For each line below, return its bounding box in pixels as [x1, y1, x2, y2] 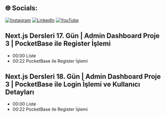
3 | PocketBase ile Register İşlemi [5, 39, 111, 48]
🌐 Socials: [5, 4, 38, 12]
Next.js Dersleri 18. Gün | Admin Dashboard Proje [5, 72, 161, 81]
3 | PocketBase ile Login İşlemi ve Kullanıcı [5, 80, 140, 89]
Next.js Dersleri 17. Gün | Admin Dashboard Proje [5, 32, 160, 40]
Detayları [5, 88, 34, 97]
